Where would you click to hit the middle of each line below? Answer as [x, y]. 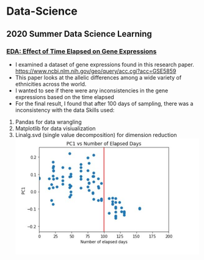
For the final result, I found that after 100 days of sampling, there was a [104, 103]
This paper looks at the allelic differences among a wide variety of [98, 77]
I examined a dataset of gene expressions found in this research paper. [104, 64]
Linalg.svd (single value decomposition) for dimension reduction [96, 135]
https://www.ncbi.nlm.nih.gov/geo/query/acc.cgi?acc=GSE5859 [96, 71]
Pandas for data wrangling [48, 122]
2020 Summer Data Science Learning [79, 34]
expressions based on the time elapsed [64, 97]
